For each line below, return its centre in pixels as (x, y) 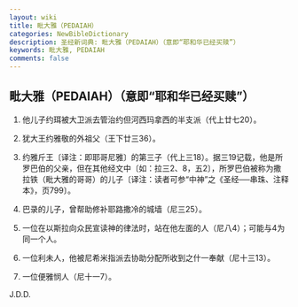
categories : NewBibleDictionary (69, 34)
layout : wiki (33, 17)
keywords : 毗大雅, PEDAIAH (57, 50)
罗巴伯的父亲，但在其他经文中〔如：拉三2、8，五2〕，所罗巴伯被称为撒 (152, 168)
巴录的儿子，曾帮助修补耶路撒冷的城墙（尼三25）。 (114, 209)
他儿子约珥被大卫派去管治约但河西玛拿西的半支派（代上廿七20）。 (141, 119)
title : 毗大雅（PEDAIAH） (54, 26)
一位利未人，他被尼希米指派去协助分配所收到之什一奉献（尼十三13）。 (149, 257)
